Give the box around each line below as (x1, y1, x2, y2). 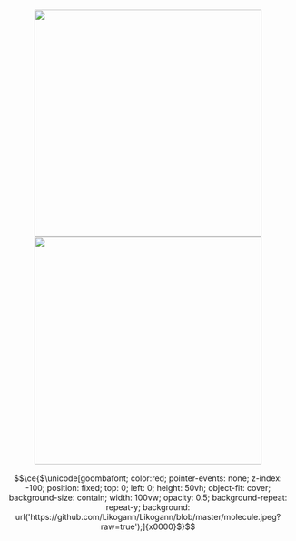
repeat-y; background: (105, 502, 191, 513)
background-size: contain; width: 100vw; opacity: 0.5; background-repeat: (8, 492, 288, 504)
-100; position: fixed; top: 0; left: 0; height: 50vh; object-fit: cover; (25, 483, 271, 494)
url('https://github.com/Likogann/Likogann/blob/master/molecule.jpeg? (15, 512, 281, 523)
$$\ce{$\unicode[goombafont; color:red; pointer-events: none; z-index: (13, 473, 283, 484)
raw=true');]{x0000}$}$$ (100, 521, 196, 532)
